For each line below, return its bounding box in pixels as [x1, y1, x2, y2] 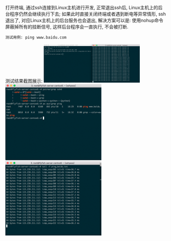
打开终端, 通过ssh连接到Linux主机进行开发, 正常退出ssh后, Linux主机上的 [5, 5, 159, 10]
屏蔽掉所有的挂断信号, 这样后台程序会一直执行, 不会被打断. [5, 24, 129, 30]
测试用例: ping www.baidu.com [5, 35, 67, 40]
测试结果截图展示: [5, 78, 43, 84]
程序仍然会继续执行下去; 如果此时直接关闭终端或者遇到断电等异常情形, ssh [9, 11, 166, 17]
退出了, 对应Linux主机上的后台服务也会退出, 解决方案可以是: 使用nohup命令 [5, 17, 164, 23]
